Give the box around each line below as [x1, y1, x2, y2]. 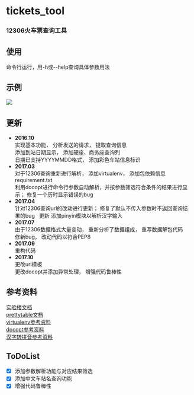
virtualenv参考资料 [6, 318, 51, 326]
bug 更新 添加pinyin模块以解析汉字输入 [25, 212, 123, 219]
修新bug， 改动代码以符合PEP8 [14, 233, 91, 240]
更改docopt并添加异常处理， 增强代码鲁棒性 [14, 268, 122, 275]
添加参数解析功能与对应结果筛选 [14, 368, 93, 375]
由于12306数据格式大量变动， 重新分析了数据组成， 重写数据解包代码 [14, 225, 183, 232]
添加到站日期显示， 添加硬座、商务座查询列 [14, 148, 120, 155]
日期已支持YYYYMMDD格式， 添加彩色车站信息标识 [14, 156, 141, 163]
